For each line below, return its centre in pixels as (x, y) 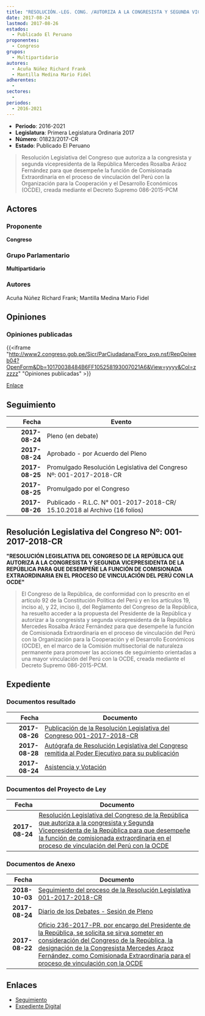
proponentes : (23, 40)
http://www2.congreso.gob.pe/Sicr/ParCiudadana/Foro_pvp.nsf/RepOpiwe (103, 354)
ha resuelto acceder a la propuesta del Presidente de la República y (106, 613)
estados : (17, 29)
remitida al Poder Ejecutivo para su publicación (112, 753)
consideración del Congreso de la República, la (106, 940)
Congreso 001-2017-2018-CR (92, 736)
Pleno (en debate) (73, 436)
